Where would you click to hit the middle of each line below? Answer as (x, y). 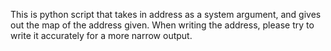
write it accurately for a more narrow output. (101, 35)
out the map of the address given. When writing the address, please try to (162, 25)
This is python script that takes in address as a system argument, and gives (166, 14)
